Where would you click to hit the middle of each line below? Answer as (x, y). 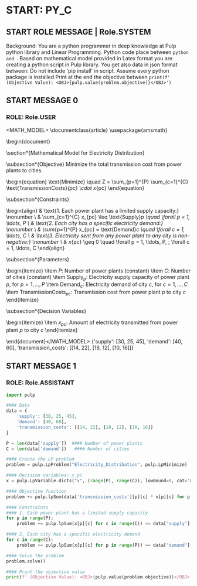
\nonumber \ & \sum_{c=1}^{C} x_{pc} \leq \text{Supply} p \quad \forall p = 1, (98, 217)
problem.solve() (26, 561)
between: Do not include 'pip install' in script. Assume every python (88, 71)
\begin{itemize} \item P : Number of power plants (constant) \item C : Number (98, 271)
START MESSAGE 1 (41, 366)
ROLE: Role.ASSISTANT (40, 383)
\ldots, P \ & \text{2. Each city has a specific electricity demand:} (84, 223)
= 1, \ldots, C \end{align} (35, 248)
